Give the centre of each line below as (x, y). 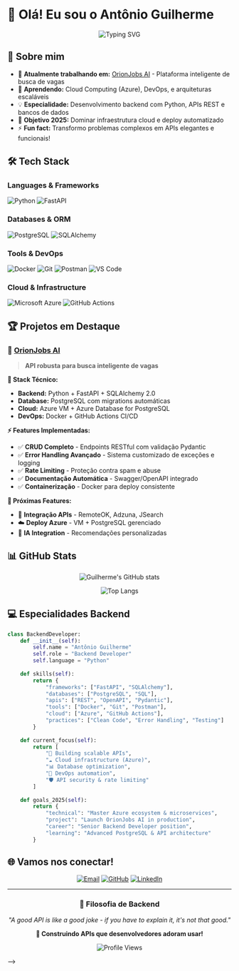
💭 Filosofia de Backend (119, 904)
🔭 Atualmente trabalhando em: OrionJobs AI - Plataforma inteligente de (123, 73)
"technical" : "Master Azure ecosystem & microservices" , (132, 813)
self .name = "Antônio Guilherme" (83, 647)
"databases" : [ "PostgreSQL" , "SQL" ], (101, 694)
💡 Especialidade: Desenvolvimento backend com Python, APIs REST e (121, 104)
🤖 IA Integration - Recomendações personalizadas (92, 533)
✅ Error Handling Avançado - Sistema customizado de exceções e (116, 455)
